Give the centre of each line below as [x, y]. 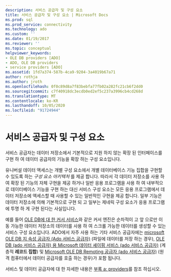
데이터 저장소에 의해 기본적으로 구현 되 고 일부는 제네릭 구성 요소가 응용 [76, 202]
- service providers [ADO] [34, 67]
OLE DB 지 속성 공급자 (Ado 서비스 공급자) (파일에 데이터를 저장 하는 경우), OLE [85, 238]
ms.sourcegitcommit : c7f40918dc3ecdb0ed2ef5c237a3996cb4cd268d [74, 91]
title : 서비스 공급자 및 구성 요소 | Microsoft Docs [57, 15]
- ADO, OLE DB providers [32, 63]
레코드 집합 [26, 251]
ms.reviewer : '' [23, 44]
